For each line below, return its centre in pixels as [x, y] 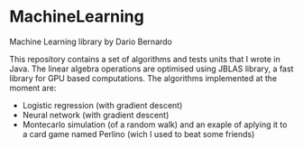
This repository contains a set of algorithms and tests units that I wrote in [145, 59]
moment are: [33, 88]
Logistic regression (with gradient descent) [102, 105]
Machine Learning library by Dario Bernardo [91, 42]
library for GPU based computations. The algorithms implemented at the [143, 78]
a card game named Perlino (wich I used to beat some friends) [138, 134]
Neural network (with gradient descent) [96, 115]
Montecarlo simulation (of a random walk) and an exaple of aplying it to [155, 125]
